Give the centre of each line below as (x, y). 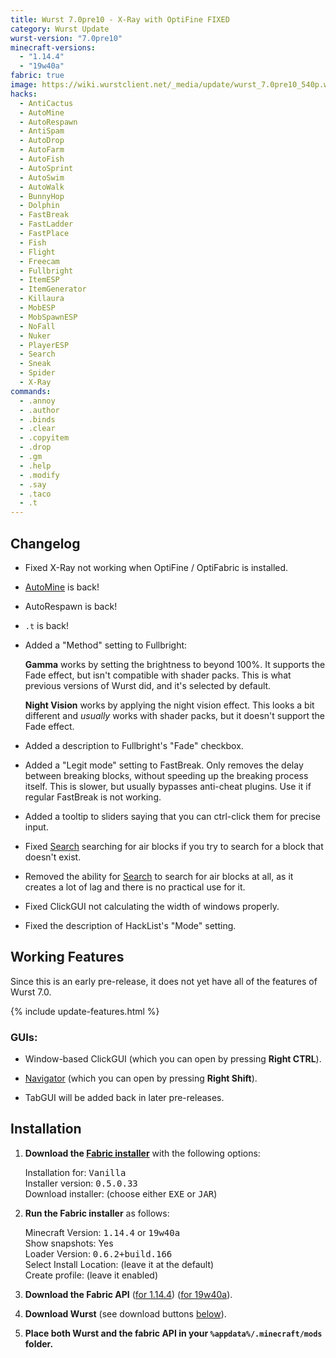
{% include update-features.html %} (85, 1011)
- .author (39, 410)
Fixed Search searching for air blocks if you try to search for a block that (174, 846)
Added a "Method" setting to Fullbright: (106, 645)
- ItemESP (39, 280)
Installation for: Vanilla (75, 1172)
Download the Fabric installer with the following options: (142, 1153)
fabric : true (37, 76)
